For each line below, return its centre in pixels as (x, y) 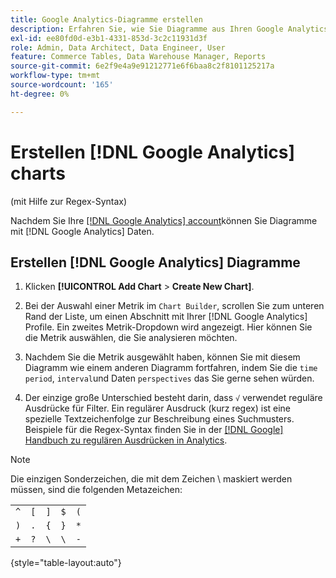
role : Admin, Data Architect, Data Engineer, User (118, 47)
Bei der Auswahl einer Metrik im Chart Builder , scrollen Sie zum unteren (174, 306)
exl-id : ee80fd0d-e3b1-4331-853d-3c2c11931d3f (109, 38)
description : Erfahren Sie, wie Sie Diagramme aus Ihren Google (147, 29)
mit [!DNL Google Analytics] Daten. (82, 231)
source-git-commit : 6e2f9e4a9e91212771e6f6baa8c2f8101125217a (142, 66)
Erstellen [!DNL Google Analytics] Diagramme (155, 262)
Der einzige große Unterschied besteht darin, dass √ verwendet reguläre (173, 398)
